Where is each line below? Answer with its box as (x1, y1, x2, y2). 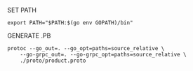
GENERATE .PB (7, 31, 51, 40)
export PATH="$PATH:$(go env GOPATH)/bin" (7, 19, 133, 26)
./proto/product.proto (20, 57, 86, 64)
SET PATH (7, 6, 37, 14)
